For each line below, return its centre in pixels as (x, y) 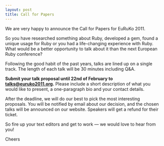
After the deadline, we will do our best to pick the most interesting (73, 99)
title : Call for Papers (30, 14)
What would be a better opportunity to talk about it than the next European (81, 49)
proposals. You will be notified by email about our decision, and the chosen (82, 104)
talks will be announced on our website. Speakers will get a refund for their (82, 109)
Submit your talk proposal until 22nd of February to (59, 78)
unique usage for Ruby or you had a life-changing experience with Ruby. (79, 43)
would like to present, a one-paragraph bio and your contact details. (75, 89)
